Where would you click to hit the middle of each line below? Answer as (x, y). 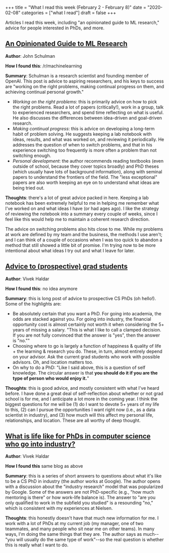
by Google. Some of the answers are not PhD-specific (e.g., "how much (80, 492)
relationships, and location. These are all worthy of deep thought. (73, 420)
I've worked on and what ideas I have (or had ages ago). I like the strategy (82, 208)
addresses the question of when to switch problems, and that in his (82, 144)
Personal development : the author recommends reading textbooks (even (88, 161)
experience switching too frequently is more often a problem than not (84, 150)
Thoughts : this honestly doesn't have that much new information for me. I (82, 518)
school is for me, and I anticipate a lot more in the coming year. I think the (81, 399)
